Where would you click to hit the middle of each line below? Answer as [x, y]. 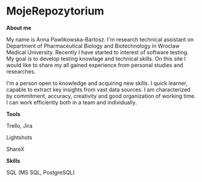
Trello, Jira [20, 125]
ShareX [15, 149]
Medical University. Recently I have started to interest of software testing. [97, 52]
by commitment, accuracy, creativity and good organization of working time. [101, 96]
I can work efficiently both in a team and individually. [71, 102]
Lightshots [19, 137]
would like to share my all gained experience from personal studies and [95, 65]
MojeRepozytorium [55, 11]
